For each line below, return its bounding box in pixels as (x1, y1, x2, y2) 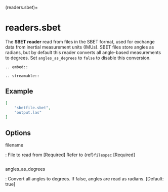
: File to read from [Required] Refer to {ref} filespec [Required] (5, 152, 136, 158)
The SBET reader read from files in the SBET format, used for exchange (5, 38, 155, 44)
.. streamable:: (5, 73, 39, 78)
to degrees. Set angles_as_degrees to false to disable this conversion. (5, 55, 151, 61)
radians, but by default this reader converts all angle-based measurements (5, 49, 161, 55)
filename (5, 142, 24, 148)
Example (5, 87, 33, 95)
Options (5, 128, 31, 137)
